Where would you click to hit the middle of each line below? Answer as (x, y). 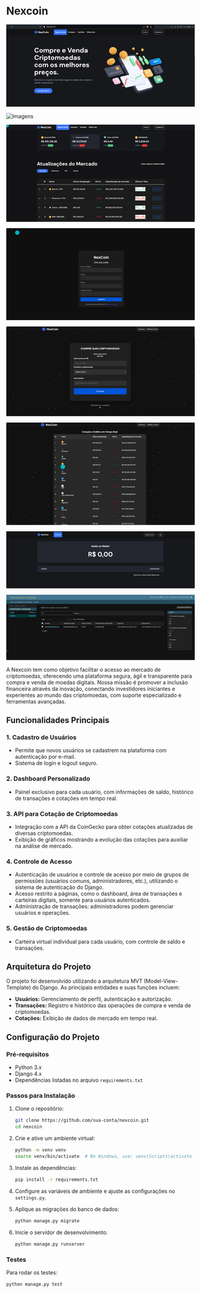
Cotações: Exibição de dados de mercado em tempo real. (86, 1018)
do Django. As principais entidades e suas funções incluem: (106, 987)
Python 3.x (28, 1067)
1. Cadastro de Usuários (41, 738)
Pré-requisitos (28, 1054)
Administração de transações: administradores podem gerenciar (94, 906)
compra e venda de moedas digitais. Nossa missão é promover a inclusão (97, 682)
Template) (19, 987)
